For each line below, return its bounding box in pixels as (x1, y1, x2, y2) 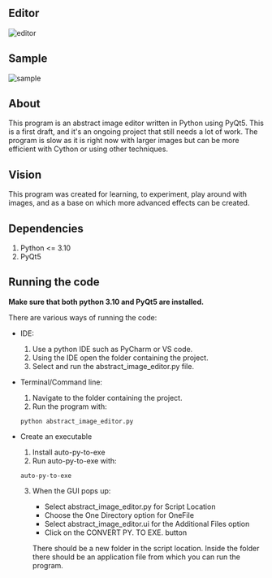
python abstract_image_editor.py (19, 417, 134, 425)
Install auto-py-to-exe (32, 447, 106, 457)
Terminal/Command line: (19, 377, 103, 387)
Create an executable (19, 431, 93, 441)
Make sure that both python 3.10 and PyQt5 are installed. (8, 297, 205, 306)
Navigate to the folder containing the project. (32, 393, 183, 402)
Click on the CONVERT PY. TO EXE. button (44, 528, 188, 537)
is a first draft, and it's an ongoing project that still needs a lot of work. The (8, 127, 258, 137)
